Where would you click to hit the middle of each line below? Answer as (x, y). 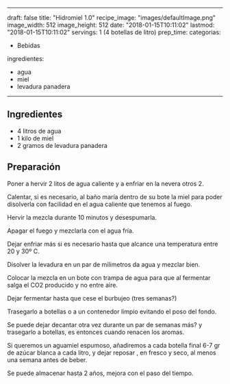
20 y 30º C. (23, 251)
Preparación (34, 167)
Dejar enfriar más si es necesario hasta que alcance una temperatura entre (113, 244)
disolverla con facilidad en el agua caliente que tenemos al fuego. (100, 204)
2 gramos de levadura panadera (62, 145)
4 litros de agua (39, 131)
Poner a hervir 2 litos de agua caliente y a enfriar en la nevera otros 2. (105, 183)
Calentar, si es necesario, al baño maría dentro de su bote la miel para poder (115, 196)
